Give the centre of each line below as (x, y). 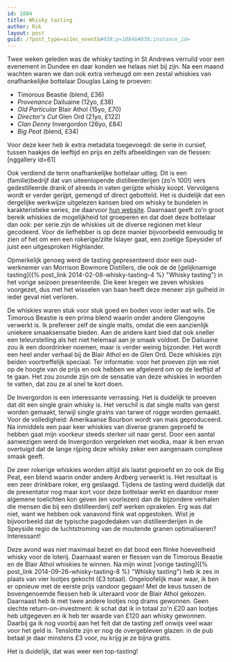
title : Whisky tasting (40, 20)
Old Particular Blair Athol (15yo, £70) (69, 110)
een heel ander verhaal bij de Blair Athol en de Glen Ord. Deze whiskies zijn (115, 355)
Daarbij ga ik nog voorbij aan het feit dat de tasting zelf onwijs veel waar (110, 623)
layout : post (26, 33)
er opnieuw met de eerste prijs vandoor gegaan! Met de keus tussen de (109, 586)
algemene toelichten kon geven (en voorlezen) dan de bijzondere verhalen (113, 499)
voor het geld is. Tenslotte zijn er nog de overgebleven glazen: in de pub (110, 631)
